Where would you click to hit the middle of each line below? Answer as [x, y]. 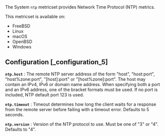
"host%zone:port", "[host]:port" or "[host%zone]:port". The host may [75, 79]
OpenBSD [22, 42]
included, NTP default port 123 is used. [45, 94]
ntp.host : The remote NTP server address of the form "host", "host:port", [80, 74]
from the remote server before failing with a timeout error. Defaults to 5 [77, 109]
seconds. [15, 114]
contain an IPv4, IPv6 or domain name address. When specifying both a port [82, 84]
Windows [22, 47]
